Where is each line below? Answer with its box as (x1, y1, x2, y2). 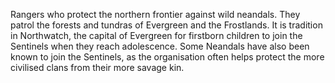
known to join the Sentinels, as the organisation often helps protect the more (10, 51, 325, 63)
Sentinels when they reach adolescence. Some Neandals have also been (10, 40, 310, 52)
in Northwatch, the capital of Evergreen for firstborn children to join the (10, 30, 303, 41)
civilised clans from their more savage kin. (10, 62, 185, 73)
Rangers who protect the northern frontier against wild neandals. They (10, 9, 301, 20)
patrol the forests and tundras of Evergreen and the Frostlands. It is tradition (10, 19, 323, 31)
